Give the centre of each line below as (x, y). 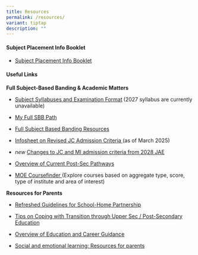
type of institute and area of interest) (60, 181)
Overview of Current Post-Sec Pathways (65, 163)
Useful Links (22, 75)
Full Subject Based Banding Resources (62, 128)
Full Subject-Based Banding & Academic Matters (67, 88)
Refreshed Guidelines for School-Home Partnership (78, 204)
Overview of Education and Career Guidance (70, 234)
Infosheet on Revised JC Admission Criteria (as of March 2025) (92, 140)
